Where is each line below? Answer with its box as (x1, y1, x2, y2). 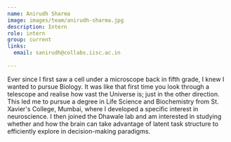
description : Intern (7, 23, 68, 30)
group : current (7, 36, 52, 43)
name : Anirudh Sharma (7, 10, 71, 17)
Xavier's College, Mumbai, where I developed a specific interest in (7, 104, 199, 113)
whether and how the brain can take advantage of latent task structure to (7, 120, 219, 128)
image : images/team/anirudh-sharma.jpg (7, 17, 124, 24)
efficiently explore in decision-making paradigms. (7, 127, 151, 135)
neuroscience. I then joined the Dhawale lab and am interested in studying (7, 112, 222, 120)
